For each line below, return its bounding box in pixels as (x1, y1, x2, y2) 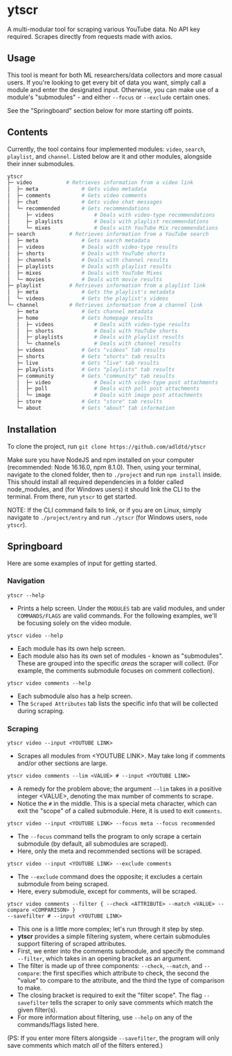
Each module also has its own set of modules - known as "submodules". (17, 652, 224, 660)
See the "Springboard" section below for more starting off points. (7, 106, 194, 114)
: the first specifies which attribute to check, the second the (39, 969, 210, 978)
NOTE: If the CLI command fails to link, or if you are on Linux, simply (7, 505, 202, 514)
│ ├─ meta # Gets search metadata (7, 238, 150, 244)
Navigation (7, 576, 45, 586)
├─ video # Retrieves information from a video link (7, 179, 194, 186)
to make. (17, 984, 43, 992)
